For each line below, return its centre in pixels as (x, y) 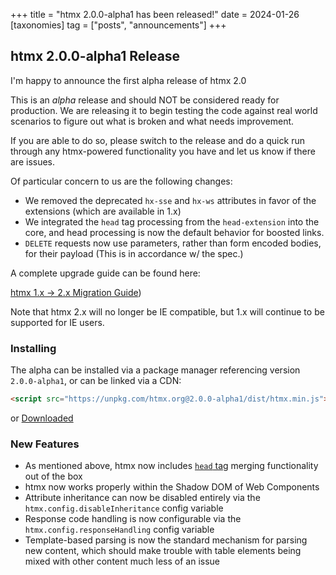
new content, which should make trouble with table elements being (163, 551)
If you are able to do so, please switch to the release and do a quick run (157, 140)
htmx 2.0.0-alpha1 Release (95, 56)
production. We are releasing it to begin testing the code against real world (164, 110)
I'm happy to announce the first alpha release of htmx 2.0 (128, 80)
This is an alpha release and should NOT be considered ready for (145, 100)
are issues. (33, 161)
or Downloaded (42, 418)
